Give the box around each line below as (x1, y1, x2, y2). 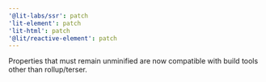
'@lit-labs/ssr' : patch (8, 11, 89, 20)
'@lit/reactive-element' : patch (8, 34, 117, 43)
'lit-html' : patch (8, 27, 70, 35)
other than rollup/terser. (8, 65, 87, 75)
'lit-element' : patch (8, 19, 82, 27)
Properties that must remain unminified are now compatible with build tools (8, 56, 259, 66)
